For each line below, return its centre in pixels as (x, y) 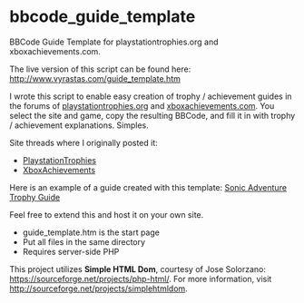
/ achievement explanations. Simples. (79, 125)
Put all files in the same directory (84, 241)
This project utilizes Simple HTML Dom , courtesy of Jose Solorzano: (137, 269)
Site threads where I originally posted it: (84, 142)
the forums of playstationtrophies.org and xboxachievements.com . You (142, 105)
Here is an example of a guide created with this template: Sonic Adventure (148, 187)
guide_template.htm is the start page (91, 232)
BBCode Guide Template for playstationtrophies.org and (114, 42)
